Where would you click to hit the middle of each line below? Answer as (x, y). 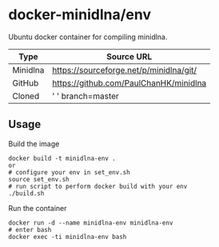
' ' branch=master (86, 96)
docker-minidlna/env (80, 15)
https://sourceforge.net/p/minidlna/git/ (124, 70)
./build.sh (26, 193)
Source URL (129, 56)
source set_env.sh (39, 179)
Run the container (38, 208)
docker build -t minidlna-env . (62, 158)
